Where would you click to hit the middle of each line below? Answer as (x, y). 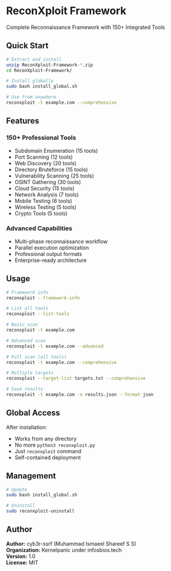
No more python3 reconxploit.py (55, 445)
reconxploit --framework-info (43, 298)
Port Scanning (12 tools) (44, 157)
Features (23, 121)
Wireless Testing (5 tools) (46, 207)
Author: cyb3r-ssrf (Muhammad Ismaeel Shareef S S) (71, 543)
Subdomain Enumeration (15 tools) (56, 150)
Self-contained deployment (48, 457)
